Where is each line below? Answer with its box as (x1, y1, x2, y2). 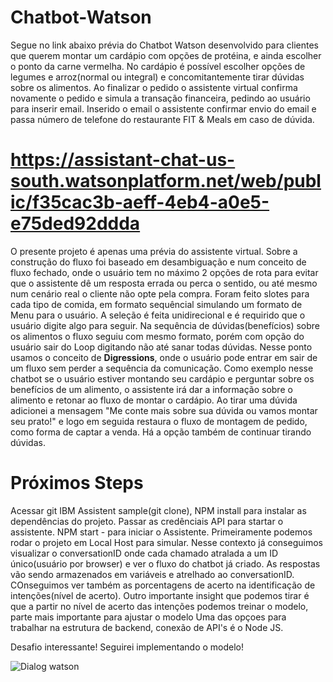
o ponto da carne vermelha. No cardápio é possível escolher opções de (10, 60, 306, 72)
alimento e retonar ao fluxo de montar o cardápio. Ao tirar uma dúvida (10, 394, 298, 406)
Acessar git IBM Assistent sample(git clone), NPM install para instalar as (10, 504, 307, 516)
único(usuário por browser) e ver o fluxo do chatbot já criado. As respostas (10, 557, 321, 570)
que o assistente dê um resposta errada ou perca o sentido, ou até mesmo (10, 277, 318, 289)
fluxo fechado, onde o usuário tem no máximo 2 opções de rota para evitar (10, 266, 319, 278)
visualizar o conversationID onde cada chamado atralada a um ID (10, 547, 279, 559)
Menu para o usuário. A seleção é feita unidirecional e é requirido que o (10, 309, 306, 321)
